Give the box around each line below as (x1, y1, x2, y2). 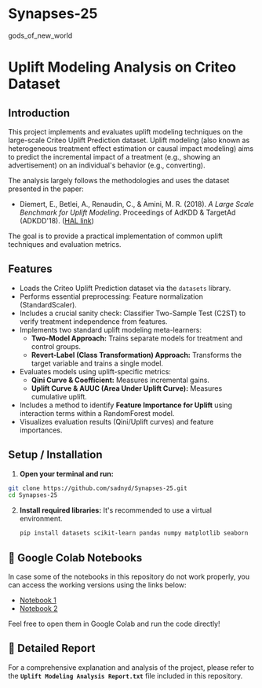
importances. (19, 425, 63, 435)
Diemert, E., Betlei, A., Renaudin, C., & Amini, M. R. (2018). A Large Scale (19, 199, 254, 208)
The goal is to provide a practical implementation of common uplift (8, 231, 224, 241)
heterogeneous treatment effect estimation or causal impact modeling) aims (8, 143, 253, 153)
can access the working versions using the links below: (8, 580, 187, 590)
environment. (19, 514, 63, 524)
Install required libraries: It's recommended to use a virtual (19, 506, 212, 515)
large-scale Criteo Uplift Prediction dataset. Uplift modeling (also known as (8, 135, 250, 145)
